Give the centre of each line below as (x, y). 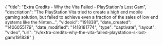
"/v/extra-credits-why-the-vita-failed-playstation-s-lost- (90, 32)
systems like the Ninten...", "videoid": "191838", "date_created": (68, 22)
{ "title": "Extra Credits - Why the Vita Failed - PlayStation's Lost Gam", (76, 7)
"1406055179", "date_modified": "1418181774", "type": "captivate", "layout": (80, 27)
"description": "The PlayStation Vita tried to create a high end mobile (74, 12)
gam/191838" (18, 37)
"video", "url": (19, 32)
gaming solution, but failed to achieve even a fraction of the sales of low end (82, 17)
